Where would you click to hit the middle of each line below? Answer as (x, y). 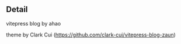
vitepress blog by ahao (34, 23)
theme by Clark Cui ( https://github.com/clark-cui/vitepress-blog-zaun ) (91, 35)
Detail (17, 10)
